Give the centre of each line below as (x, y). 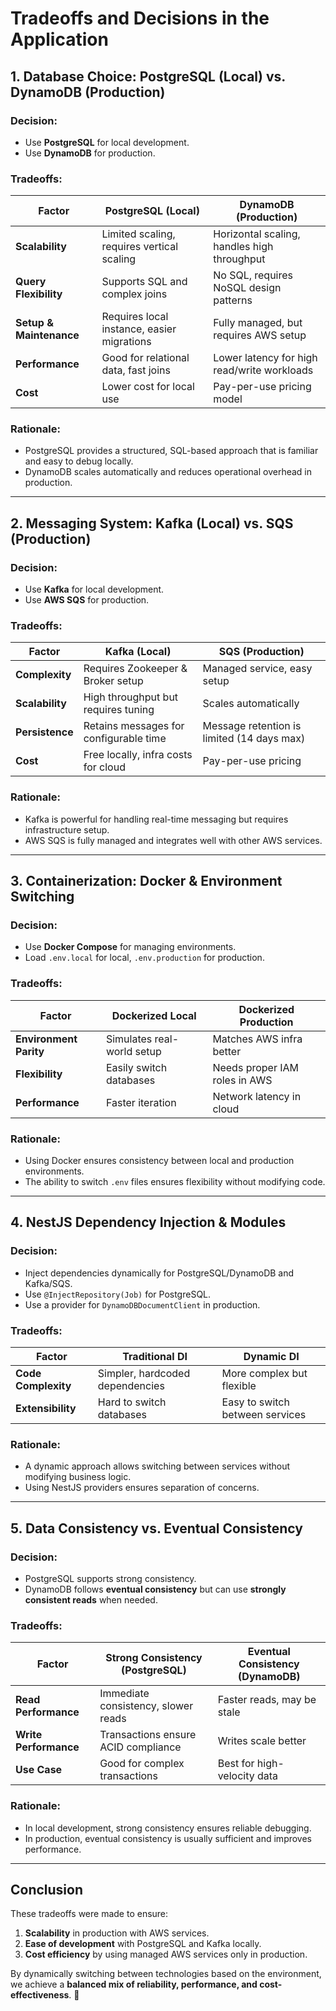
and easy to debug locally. (79, 461)
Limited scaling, (138, 234)
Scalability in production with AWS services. (117, 1933)
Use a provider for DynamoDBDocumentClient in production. (142, 1304)
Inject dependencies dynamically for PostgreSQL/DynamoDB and (159, 1273)
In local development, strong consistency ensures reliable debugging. (168, 1828)
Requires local (135, 317)
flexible (239, 1386)
